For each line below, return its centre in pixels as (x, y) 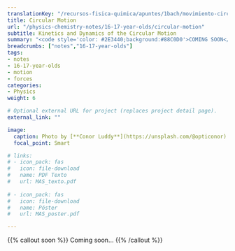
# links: (20, 156)
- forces (20, 79)
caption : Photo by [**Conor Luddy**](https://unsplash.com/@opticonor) (120, 136)
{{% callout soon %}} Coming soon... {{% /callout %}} (85, 240)
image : (17, 130)
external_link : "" (34, 117)
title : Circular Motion (42, 20)
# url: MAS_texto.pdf (42, 182)
